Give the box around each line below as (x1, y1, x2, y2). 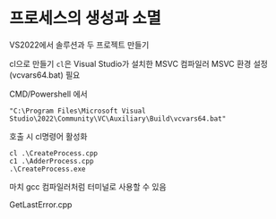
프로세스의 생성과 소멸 (9, 8, 161, 29)
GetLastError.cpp (9, 198, 73, 210)
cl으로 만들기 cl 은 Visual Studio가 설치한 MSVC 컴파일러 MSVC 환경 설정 (9, 58, 269, 69)
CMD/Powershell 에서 (9, 88, 88, 99)
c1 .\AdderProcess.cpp (9, 156, 94, 165)
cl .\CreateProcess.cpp (9, 148, 99, 157)
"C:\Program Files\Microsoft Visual (9, 106, 146, 115)
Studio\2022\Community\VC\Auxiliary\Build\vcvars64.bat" (9, 114, 227, 123)
